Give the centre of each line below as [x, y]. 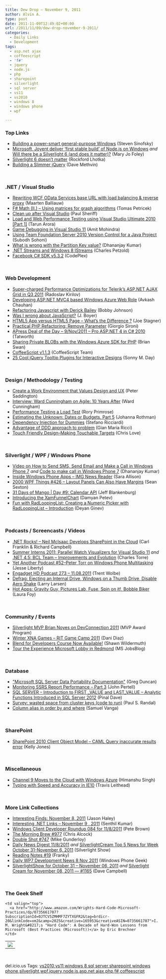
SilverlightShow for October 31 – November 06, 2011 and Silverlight [81, 866]
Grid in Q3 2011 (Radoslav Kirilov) [46, 294]
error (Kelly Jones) [31, 747]
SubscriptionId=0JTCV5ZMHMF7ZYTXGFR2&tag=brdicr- [57, 917]
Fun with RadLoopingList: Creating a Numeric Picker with [70, 503]
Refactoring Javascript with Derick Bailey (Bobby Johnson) [72, 310]
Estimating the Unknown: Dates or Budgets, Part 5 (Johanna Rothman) [84, 417]
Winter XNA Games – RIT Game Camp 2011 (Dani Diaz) [68, 638]
